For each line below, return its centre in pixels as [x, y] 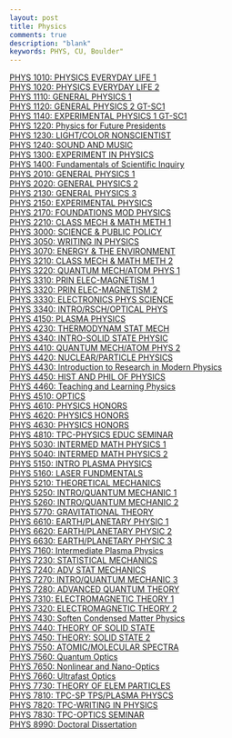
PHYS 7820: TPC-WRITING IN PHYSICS [84, 705]
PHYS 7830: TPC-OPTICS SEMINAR [77, 715]
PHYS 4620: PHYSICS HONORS [69, 415]
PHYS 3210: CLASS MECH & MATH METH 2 [91, 261]
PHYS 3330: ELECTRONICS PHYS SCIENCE [92, 300]
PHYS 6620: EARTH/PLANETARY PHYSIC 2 [91, 532]
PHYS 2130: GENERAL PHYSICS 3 [73, 194]
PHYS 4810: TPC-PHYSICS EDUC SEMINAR [91, 435]
